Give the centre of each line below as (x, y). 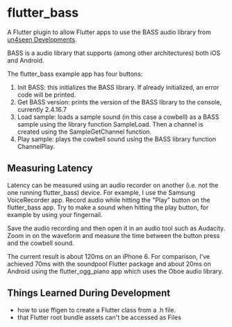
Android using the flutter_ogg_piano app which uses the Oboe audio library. (115, 271)
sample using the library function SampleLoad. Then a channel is (110, 124)
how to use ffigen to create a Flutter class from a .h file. (96, 310)
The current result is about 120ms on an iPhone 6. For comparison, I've (109, 256)
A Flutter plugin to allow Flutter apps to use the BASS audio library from (109, 32)
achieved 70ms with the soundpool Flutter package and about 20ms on (109, 264)
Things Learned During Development (89, 293)
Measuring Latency (50, 168)
